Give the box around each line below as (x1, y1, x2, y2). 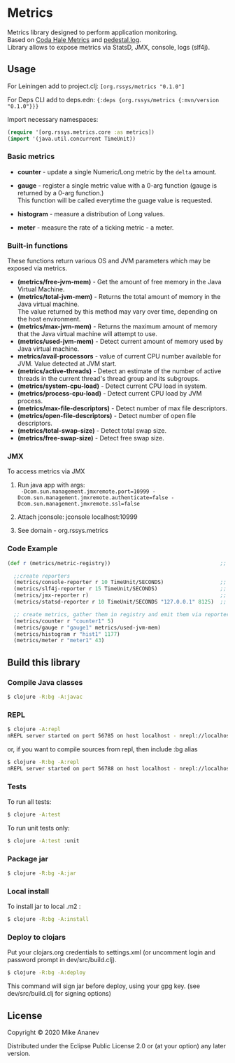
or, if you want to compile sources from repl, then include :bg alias (7, 744, 198, 753)
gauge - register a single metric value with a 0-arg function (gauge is (17, 181, 218, 190)
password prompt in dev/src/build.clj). (7, 956, 117, 964)
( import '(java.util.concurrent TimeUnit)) (7, 135, 136, 142)
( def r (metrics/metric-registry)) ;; (7, 560, 227, 567)
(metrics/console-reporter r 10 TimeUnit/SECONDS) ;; (13, 579, 227, 586)
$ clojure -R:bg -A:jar (7, 870, 77, 877)
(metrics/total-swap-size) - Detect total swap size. (17, 426, 167, 435)
